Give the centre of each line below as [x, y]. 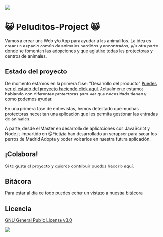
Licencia [18, 208]
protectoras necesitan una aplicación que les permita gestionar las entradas [81, 114]
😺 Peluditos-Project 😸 [52, 27]
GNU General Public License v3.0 [39, 220]
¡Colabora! [21, 154]
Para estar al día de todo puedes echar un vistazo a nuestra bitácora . [74, 193]
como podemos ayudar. [29, 99]
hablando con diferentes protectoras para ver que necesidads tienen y [76, 94]
